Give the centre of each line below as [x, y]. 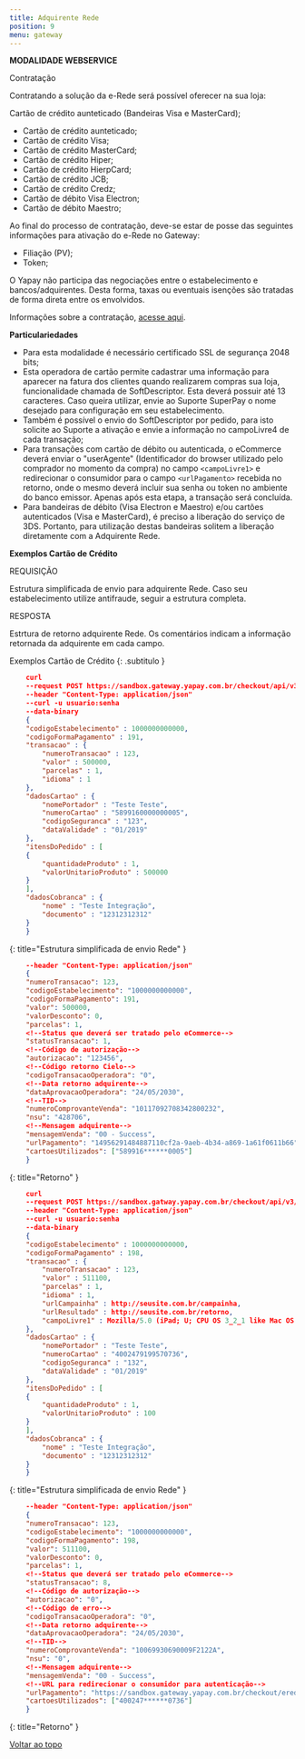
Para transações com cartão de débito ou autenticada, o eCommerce [152, 449]
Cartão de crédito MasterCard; [80, 150]
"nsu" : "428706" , [59, 1118]
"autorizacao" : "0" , [64, 1599]
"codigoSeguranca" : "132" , [95, 1363]
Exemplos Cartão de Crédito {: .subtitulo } [87, 661]
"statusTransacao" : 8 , [69, 1583]
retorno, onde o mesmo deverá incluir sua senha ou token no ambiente [155, 488]
